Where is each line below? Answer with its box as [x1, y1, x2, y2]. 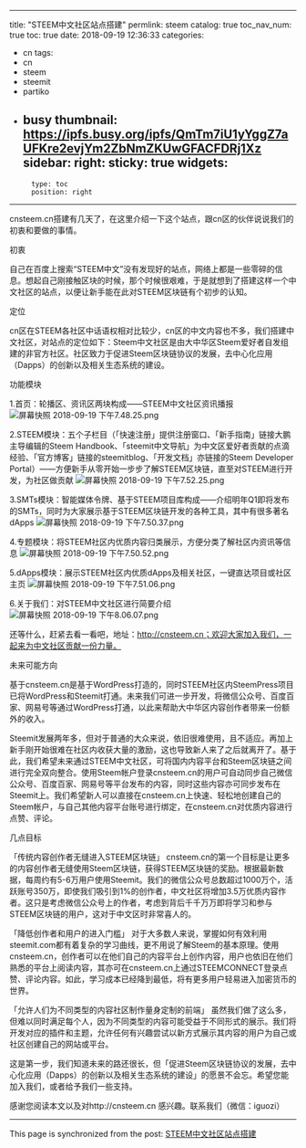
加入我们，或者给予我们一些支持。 [9, 1080, 138, 1091]
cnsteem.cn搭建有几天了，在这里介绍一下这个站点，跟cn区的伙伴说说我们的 [9, 213, 294, 224]
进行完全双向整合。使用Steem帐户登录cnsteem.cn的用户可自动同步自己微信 [9, 766, 293, 777]
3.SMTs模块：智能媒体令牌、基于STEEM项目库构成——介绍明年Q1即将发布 [9, 494, 290, 505]
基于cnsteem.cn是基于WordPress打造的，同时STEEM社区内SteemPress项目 [9, 679, 294, 690]
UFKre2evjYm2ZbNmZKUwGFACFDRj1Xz [22, 141, 262, 156]
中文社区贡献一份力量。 [33, 640, 121, 651]
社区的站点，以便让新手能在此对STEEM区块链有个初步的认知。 [16, 286, 252, 297]
